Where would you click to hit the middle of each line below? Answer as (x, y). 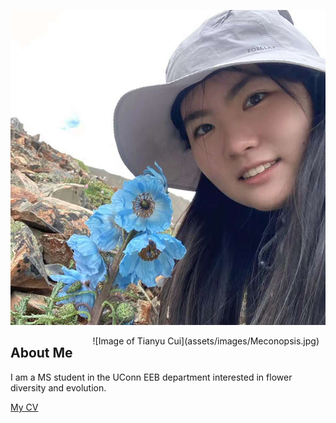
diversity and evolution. (58, 387)
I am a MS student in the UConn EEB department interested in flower (151, 377)
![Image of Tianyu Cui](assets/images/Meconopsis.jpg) (206, 341)
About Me (41, 353)
